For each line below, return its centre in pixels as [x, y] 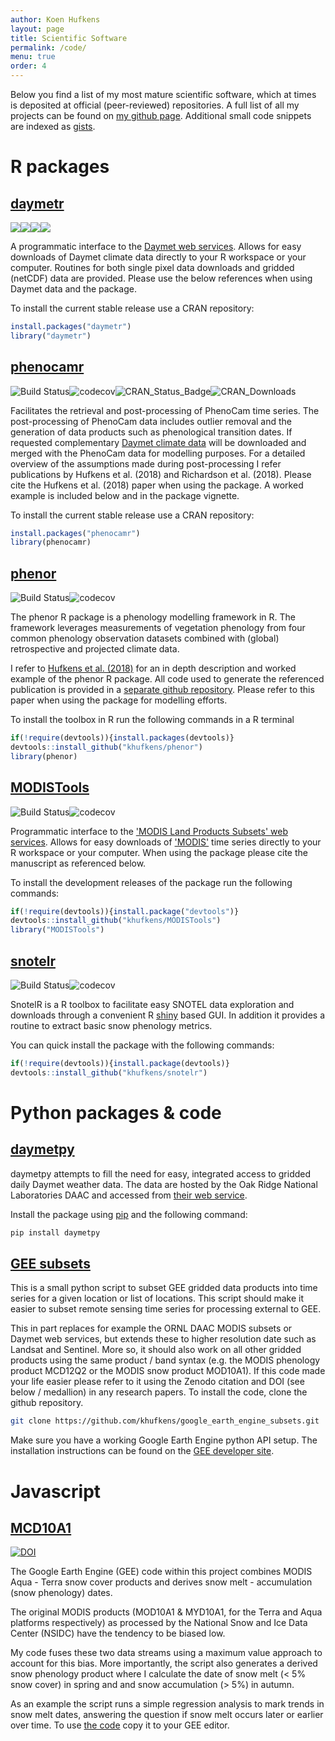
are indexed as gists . [53, 126]
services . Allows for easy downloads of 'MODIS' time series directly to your [166, 842]
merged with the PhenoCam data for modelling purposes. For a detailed [158, 453]
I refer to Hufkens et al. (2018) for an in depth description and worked [153, 668]
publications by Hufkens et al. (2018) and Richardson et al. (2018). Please [161, 474]
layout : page [37, 29]
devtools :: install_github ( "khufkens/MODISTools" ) [116, 921]
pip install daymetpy [55, 1232]
